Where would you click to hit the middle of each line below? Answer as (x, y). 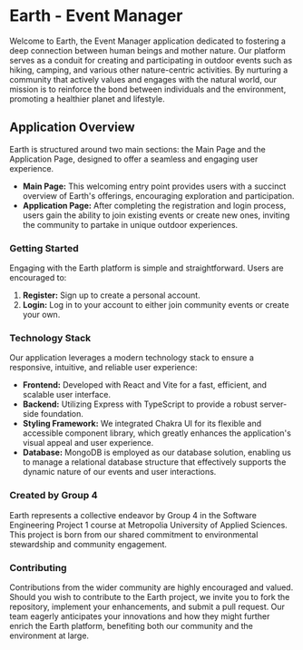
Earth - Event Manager (96, 16)
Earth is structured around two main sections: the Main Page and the (137, 149)
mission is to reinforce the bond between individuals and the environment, (148, 89)
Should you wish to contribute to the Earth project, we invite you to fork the (150, 596)
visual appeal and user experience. (88, 443)
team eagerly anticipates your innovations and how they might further (140, 616)
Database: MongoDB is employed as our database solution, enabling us (157, 453)
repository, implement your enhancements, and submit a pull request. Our (147, 606)
